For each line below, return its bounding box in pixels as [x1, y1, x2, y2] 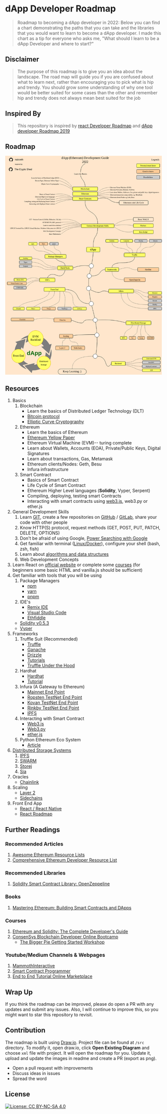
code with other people [19, 519, 68, 525]
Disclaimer [5, 55, 39, 64]
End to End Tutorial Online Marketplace [12, 973, 93, 979]
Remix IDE [27, 604, 48, 610]
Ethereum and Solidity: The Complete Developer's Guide [12, 928, 128, 934]
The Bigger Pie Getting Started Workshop [19, 939, 105, 945]
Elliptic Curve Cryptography [27, 419, 84, 425]
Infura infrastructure [27, 466, 69, 472]
